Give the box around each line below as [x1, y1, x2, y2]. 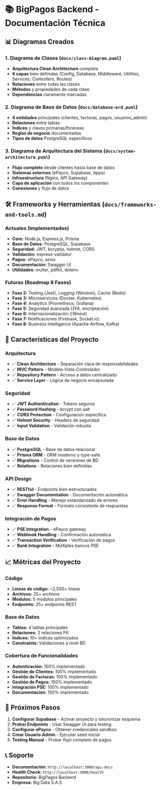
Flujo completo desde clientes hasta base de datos [12, 165, 115, 170]
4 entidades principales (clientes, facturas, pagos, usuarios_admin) [12, 115, 147, 121]
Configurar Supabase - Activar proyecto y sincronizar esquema [12, 716, 141, 722]
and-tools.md [5, 211, 45, 218]
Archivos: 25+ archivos [12, 591, 60, 597]
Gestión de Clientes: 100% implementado [12, 668, 97, 675]
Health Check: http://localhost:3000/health [12, 769, 104, 775]
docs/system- [105, 149, 136, 154]
